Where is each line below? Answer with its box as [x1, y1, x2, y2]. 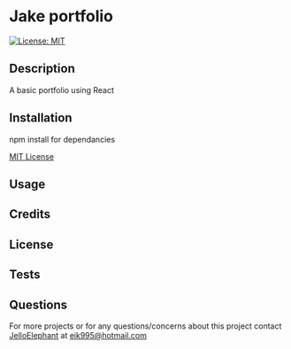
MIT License [9, 151, 55, 161]
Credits [9, 206, 51, 222]
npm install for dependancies [9, 134, 116, 144]
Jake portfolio [9, 6, 113, 27]
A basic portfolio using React [9, 84, 115, 95]
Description [9, 61, 75, 76]
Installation [9, 111, 73, 126]
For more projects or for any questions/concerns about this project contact [9, 321, 282, 331]
